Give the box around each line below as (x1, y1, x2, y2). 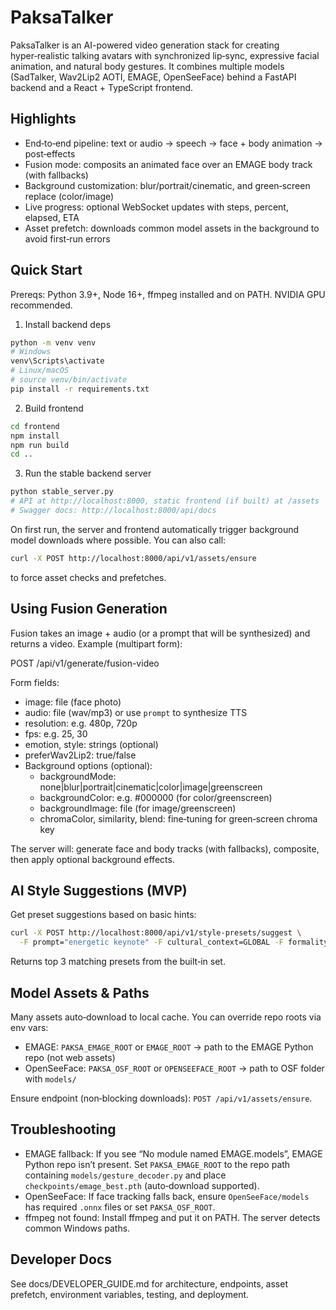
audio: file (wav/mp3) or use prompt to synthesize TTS (24, 706, 248, 718)
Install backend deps (24, 318, 112, 330)
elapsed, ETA (24, 211, 80, 223)
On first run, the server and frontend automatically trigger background (10, 523, 300, 535)
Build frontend (24, 402, 84, 414)
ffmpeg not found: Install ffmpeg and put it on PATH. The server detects (24, 1211, 321, 1223)
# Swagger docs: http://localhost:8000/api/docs (10, 506, 217, 516)
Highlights (10, 111, 77, 128)
